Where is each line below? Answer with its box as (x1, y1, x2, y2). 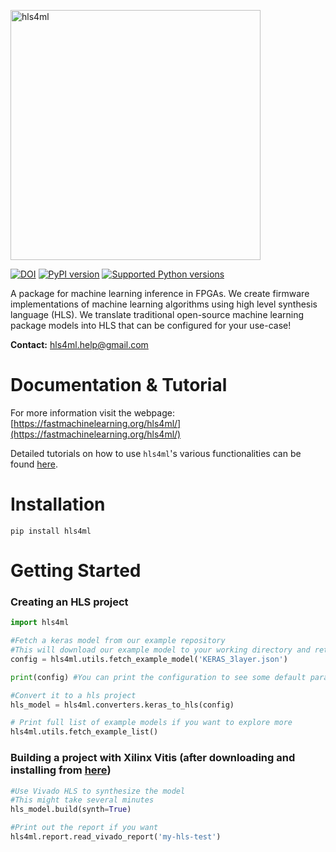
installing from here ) (10, 763, 112, 777)
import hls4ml (10, 618, 70, 628)
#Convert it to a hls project (10, 690, 137, 700)
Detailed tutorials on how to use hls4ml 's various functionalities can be (10, 447, 302, 459)
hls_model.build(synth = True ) (10, 805, 132, 815)
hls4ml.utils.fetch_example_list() (10, 727, 159, 737)
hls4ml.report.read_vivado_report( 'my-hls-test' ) (10, 832, 222, 842)
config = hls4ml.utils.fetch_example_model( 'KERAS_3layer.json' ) (10, 654, 288, 664)
